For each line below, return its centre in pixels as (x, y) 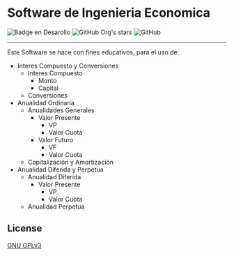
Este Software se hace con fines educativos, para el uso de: (93, 52)
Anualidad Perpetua (56, 206)
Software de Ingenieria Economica (109, 13)
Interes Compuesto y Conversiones (68, 66)
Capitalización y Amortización (70, 162)
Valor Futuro (56, 140)
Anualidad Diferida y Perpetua (60, 170)
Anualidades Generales (61, 110)
